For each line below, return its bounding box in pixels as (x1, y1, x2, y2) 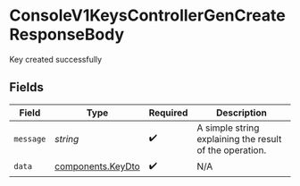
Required (148, 106, 188, 119)
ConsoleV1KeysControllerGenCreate (9, 5, 286, 26)
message (13, 133, 46, 144)
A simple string (196, 122, 260, 134)
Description (215, 106, 268, 119)
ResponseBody (9, 24, 125, 45)
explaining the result (196, 132, 282, 145)
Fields (9, 80, 45, 95)
